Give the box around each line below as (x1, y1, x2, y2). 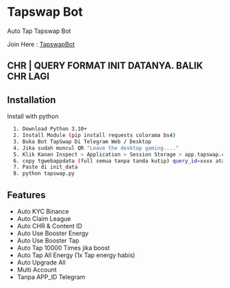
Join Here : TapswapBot (7, 40, 75, 48)
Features (7, 189, 46, 201)
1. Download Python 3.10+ (13, 125, 88, 132)
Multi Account (16, 265, 57, 274)
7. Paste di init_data (13, 164, 78, 171)
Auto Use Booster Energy (16, 229, 89, 237)
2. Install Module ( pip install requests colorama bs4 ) (13, 132, 176, 139)
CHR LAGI (7, 71, 50, 82)
